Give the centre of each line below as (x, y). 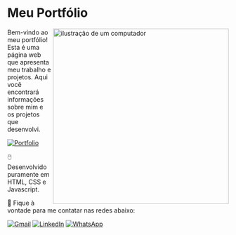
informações (26, 99)
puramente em (28, 174)
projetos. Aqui (27, 77)
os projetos (24, 114)
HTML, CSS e (27, 182)
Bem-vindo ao (28, 32)
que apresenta (28, 62)
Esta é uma (24, 47)
